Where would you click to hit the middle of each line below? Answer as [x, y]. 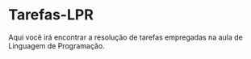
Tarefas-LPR [51, 15]
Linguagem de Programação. [56, 45]
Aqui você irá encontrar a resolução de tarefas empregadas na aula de [126, 37]
